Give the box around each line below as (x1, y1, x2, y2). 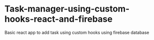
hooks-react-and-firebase (4, 13, 113, 25)
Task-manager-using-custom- (4, 3, 130, 14)
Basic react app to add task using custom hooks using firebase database (4, 29, 150, 35)
